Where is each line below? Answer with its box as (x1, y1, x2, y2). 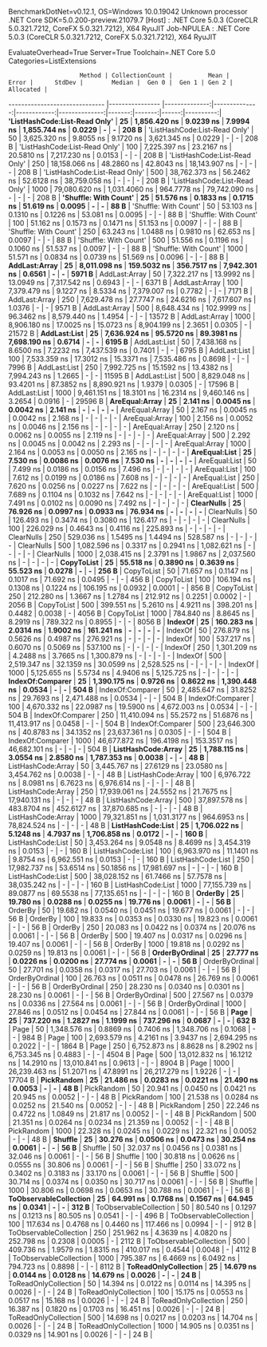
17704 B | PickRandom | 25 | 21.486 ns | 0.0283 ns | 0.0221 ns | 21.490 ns (8, 1076, 259, 1084)
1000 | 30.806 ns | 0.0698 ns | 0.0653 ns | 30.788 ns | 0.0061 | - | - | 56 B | (8, 1186, 255, 1194)
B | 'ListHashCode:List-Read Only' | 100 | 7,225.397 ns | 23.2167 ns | (8, 142, 233, 151)
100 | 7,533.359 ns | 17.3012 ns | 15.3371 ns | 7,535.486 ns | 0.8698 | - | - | (8, 355, 249, 363)
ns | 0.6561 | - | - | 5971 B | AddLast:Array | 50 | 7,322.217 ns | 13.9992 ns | (8, 269, 255, 279)
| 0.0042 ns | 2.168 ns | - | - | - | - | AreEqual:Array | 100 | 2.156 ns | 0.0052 (8, 414, 253, 422)
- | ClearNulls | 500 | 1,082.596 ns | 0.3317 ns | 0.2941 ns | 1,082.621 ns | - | (8, 541, 256, 550)
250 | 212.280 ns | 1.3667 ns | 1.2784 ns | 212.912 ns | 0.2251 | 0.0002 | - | (8, 592, 252, 601)
